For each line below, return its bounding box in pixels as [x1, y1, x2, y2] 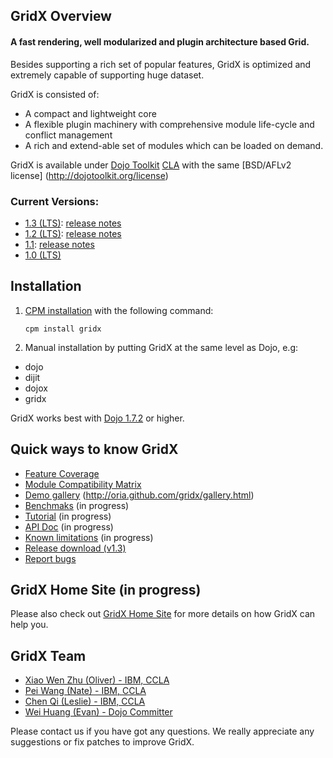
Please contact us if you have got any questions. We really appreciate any [10, 725, 315, 738]
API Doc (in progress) [24, 520, 114, 533]
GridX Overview [10, 8, 112, 25]
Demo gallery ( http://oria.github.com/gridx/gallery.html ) [24, 489, 255, 501]
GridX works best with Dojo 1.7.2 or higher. [10, 412, 185, 424]
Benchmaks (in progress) [24, 499, 130, 511]
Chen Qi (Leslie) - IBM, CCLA [24, 695, 146, 708]
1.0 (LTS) [24, 249, 62, 261]
